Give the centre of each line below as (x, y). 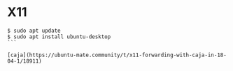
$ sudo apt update (34, 31)
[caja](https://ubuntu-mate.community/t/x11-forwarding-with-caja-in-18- (117, 55)
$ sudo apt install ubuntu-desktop (59, 37)
